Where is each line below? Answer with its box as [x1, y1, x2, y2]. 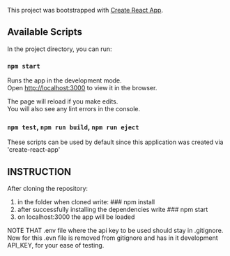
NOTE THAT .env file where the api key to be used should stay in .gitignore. [7, 227, 224, 235]
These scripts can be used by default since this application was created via [7, 138, 224, 146]
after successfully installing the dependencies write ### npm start [17, 206, 208, 214]
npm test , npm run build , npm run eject [7, 122, 139, 132]
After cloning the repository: [7, 185, 89, 193]
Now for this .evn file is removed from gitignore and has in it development [7, 234, 218, 242]
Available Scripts [7, 26, 82, 38]
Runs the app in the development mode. [7, 76, 122, 85]
